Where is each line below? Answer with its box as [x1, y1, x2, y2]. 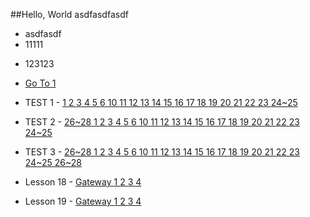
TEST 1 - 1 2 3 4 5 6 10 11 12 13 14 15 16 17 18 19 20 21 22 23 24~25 [24, 97, 298, 108]
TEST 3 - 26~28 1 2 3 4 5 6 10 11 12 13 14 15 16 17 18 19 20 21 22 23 [24, 146, 300, 158]
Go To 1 [24, 77, 57, 89]
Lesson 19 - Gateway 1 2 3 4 [24, 195, 142, 207]
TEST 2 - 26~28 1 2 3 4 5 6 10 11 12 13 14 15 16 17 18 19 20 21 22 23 [24, 116, 300, 128]
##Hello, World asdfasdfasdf [10, 9, 129, 20]
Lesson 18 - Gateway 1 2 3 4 [24, 176, 142, 188]
